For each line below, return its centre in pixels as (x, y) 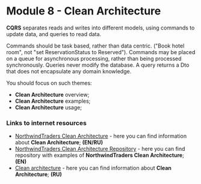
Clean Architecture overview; (52, 94)
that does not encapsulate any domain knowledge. (69, 71)
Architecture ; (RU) (38, 174)
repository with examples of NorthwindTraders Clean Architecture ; (100, 155)
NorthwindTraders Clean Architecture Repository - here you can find (100, 149)
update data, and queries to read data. (54, 34)
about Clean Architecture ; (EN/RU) (59, 143)
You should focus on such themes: (49, 83)
